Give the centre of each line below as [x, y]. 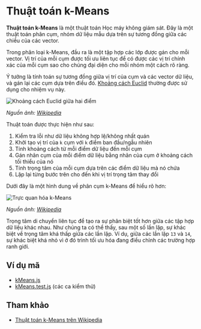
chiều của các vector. [33, 40]
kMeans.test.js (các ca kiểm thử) [55, 286]
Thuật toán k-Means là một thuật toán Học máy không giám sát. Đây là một [100, 28]
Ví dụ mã [23, 266]
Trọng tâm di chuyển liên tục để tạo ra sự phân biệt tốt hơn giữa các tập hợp [100, 221]
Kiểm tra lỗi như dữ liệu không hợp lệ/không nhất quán [82, 136]
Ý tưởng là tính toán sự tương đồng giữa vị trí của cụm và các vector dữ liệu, [100, 76]
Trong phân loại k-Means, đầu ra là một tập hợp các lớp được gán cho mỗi [98, 52]
